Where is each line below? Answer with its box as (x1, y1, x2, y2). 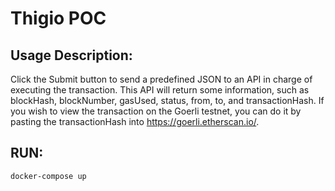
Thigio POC (10, 7, 107, 30)
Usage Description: (10, 47, 133, 64)
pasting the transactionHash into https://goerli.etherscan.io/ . (10, 116, 260, 127)
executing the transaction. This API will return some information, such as (10, 84, 310, 96)
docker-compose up (10, 171, 87, 181)
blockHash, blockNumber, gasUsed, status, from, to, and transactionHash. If (10, 95, 325, 106)
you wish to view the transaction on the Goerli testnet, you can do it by (10, 105, 302, 117)
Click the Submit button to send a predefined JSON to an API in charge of (10, 73, 313, 85)
